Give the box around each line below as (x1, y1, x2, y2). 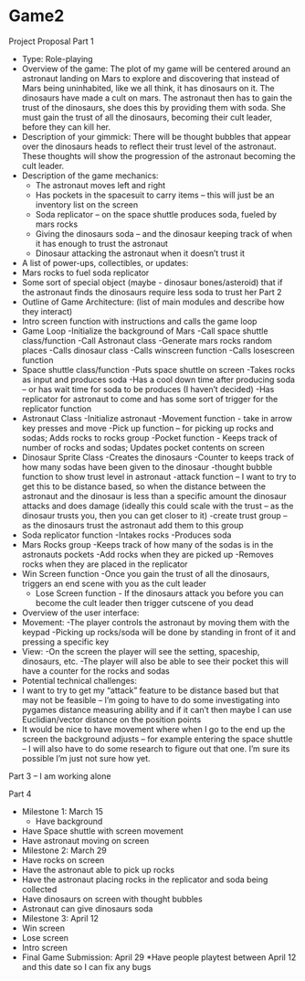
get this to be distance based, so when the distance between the (21, 481, 267, 492)
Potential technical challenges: (21, 675, 138, 686)
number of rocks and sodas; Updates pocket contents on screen (21, 442, 266, 453)
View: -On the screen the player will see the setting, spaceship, (21, 645, 260, 656)
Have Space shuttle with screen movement (21, 825, 184, 837)
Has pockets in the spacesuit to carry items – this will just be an (35, 189, 275, 200)
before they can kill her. (21, 121, 111, 133)
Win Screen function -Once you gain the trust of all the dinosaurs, (21, 568, 270, 579)
